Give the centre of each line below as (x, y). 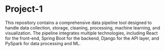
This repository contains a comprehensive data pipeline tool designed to (78, 23)
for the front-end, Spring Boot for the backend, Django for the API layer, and (82, 38)
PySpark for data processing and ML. (43, 43)
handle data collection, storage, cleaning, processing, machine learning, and (82, 27)
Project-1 (24, 9)
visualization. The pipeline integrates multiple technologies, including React (82, 33)
